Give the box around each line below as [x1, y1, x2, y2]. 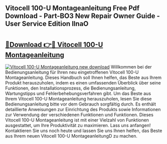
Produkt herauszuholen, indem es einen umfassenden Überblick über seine [5, 80, 161, 85]
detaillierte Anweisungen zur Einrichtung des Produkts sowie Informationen [5, 106, 161, 112]
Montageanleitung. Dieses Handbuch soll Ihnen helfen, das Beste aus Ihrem [5, 74, 162, 80]
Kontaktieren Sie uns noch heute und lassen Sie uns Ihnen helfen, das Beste [5, 127, 162, 133]
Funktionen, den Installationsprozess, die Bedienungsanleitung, [5, 85, 136, 91]
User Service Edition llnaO [5, 19, 89, 28]
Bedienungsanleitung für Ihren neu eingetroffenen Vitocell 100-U [5, 69, 139, 75]
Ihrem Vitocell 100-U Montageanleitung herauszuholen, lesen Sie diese [5, 96, 152, 101]
